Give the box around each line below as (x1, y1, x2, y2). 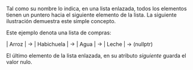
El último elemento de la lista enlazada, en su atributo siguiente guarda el (6, 52, 186, 59)
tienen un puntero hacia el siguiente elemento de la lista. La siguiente (6, 11, 177, 18)
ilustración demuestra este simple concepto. (6, 18, 116, 24)
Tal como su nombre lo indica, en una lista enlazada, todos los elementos (6, 5, 187, 12)
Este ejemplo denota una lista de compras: (6, 29, 111, 36)
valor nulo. (6, 59, 33, 65)
